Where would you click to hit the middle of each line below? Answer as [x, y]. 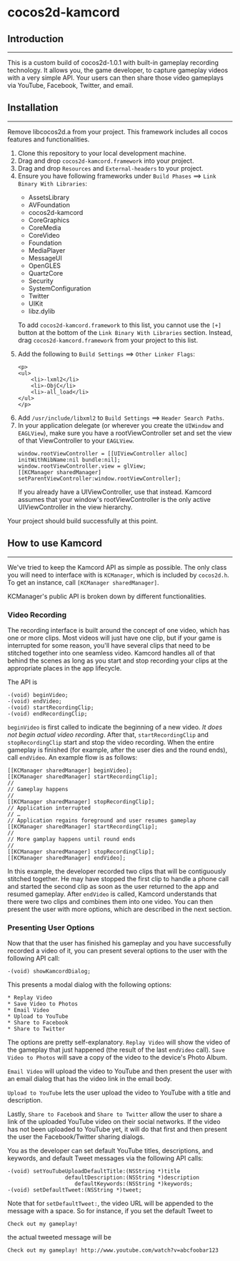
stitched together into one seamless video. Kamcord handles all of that [111, 653]
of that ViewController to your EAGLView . [76, 441]
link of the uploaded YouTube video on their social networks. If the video [114, 1122]
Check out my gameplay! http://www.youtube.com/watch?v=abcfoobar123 [113, 1250]
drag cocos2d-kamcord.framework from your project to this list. [108, 340]
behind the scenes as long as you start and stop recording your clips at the [117, 660]
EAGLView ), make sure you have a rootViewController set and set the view [125, 433]
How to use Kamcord [55, 543]
